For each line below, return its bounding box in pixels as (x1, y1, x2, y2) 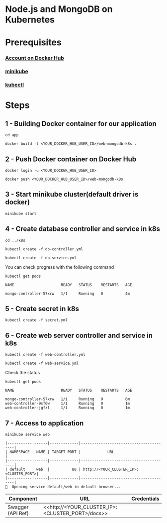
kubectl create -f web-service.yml (5, 361, 79, 366)
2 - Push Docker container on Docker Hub (5, 155, 137, 163)
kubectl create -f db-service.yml (5, 255, 77, 260)
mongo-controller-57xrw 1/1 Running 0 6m (5, 397, 130, 402)
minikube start (5, 211, 37, 216)
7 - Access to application (5, 419, 84, 427)
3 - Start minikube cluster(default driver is (5, 190, 139, 199)
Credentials (131, 495, 160, 502)
